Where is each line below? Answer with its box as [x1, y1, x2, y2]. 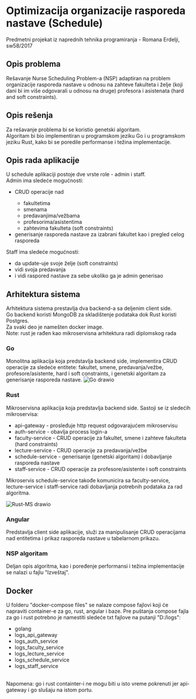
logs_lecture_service [14, 650, 64, 657]
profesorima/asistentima [23, 219, 82, 226]
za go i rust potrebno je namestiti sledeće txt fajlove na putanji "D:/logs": [6, 614, 181, 621]
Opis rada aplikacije [6, 155, 80, 165]
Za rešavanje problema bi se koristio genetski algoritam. [6, 126, 141, 133]
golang [14, 625, 32, 632]
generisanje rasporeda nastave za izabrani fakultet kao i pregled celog [14, 231, 184, 238]
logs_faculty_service [14, 644, 64, 651]
